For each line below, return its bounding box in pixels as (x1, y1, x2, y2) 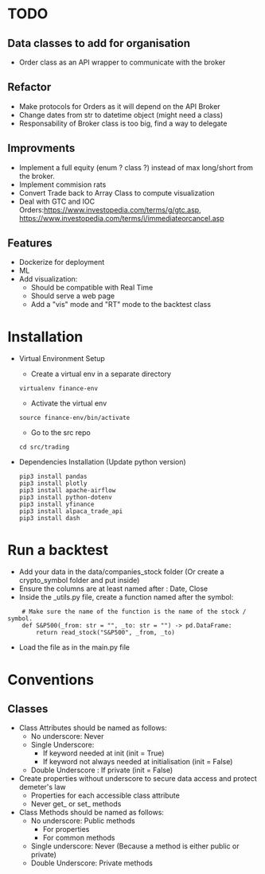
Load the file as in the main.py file (18, 643, 131, 652)
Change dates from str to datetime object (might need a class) (18, 110, 224, 119)
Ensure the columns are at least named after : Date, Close (18, 584, 208, 593)
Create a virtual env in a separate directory (30, 369, 172, 379)
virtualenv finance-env (18, 385, 99, 393)
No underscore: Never (30, 732, 104, 741)
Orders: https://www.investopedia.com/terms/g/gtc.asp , (18, 204, 201, 215)
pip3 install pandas (18, 472, 88, 481)
